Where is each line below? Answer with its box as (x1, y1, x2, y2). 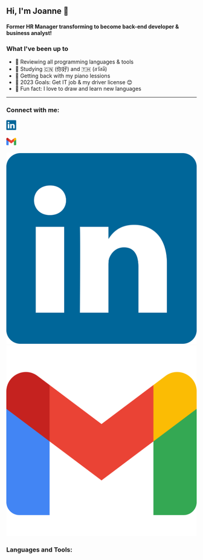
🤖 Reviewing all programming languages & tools (14, 58, 134, 65)
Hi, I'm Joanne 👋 (6, 6, 69, 16)
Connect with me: (6, 106, 60, 114)
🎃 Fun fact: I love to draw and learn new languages (14, 85, 142, 93)
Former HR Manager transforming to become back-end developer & (6, 22, 179, 30)
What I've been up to (6, 44, 68, 53)
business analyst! (6, 29, 53, 36)
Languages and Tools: (6, 545, 72, 554)
